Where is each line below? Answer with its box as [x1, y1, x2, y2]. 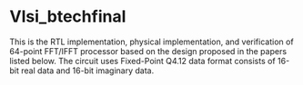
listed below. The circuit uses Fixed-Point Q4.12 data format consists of [9, 55, 276, 66]
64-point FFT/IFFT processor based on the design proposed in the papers [9, 45, 288, 56]
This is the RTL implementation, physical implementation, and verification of [9, 36, 294, 47]
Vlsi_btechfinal [9, 6, 126, 27]
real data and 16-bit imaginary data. [21, 65, 155, 76]
